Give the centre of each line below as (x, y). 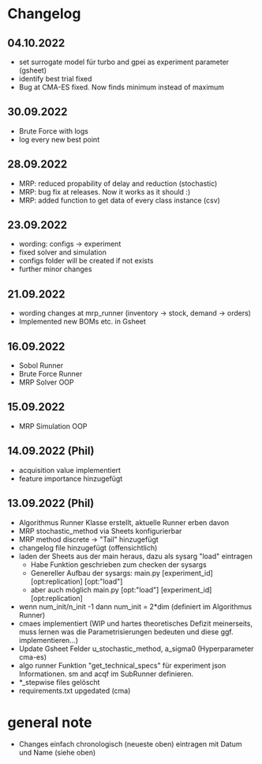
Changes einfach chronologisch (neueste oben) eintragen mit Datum (130, 744)
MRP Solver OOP (46, 382)
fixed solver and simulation (63, 252)
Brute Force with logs (53, 130)
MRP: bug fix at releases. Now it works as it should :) (105, 191)
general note (50, 722)
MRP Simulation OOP (53, 426)
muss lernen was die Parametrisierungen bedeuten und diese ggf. (126, 632)
